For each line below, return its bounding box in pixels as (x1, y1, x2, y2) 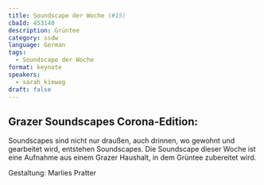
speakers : (8, 71, 41, 79)
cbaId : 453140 (8, 19, 56, 27)
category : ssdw (8, 33, 59, 42)
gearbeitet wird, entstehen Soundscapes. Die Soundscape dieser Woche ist (8, 145, 256, 154)
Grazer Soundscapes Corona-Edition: (8, 114, 199, 128)
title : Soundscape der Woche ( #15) (8, 11, 126, 20)
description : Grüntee (8, 26, 80, 34)
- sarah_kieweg (15, 78, 66, 86)
